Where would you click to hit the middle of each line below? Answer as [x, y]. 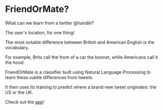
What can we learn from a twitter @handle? [50, 23]
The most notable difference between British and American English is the [80, 42]
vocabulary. [17, 47]
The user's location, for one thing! [40, 32]
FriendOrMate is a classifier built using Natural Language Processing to [78, 72]
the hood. [15, 62]
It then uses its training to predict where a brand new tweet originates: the [81, 87]
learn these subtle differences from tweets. [49, 77]
